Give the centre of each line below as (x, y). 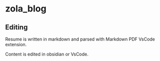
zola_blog (26, 9)
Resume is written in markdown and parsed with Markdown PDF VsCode (80, 39)
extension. (16, 44)
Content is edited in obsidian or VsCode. (47, 54)
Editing (17, 27)
